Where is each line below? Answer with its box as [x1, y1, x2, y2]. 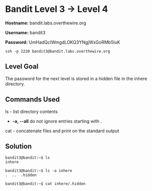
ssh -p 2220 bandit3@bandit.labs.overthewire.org [5, 49, 111, 54]
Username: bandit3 [5, 29, 46, 35]
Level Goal [5, 62, 39, 71]
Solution [5, 142, 32, 150]
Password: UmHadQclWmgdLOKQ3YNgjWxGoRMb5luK [5, 39, 121, 45]
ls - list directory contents [5, 108, 58, 114]
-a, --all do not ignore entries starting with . [12, 118, 102, 124]
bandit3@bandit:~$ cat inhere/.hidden [5, 182, 86, 187]
